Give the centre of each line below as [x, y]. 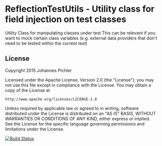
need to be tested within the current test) [46, 43]
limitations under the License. [35, 129]
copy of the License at [28, 90]
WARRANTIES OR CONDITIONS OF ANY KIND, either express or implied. [78, 119]
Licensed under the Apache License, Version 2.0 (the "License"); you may [80, 80]
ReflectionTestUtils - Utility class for [80, 9]
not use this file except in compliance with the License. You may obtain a [78, 85]
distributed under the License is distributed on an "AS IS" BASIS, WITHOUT [81, 113]
